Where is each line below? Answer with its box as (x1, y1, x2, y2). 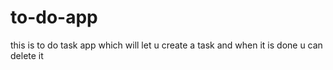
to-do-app (10, 6, 98, 29)
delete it (10, 49, 44, 61)
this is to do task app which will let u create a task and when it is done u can (10, 39, 323, 51)
